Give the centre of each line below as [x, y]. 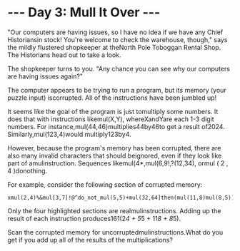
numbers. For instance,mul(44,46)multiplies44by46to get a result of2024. [116, 126]
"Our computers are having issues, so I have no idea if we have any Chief [115, 32]
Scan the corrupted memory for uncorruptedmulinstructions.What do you [115, 232]
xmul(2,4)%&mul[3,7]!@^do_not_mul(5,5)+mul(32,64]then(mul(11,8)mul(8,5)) [121, 198]
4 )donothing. [27, 170]
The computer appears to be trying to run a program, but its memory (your [117, 90]
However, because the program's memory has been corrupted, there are [114, 148]
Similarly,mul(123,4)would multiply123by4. [69, 134]
